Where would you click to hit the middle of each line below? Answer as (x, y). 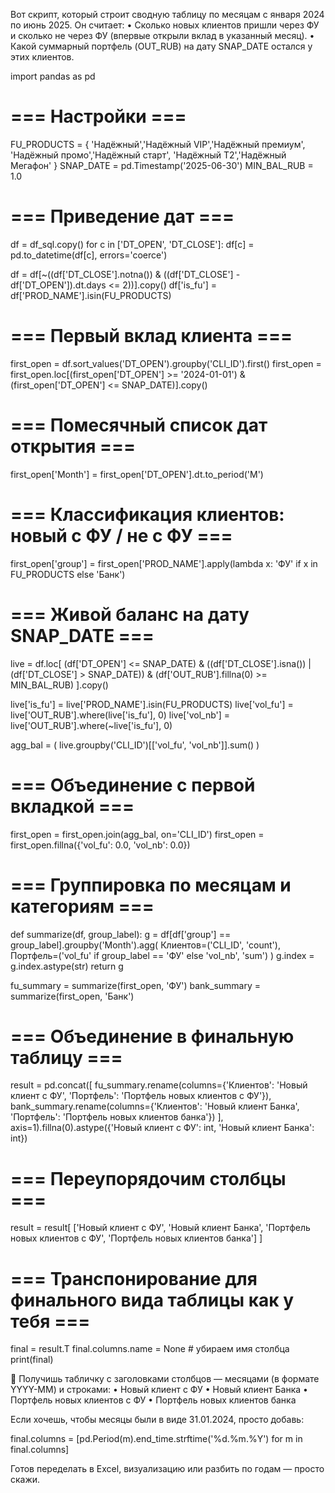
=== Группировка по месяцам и (151, 885)
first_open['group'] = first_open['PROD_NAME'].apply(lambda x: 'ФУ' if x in (164, 563)
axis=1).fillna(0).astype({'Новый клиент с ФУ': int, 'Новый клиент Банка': (162, 1128)
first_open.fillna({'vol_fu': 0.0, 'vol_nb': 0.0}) (100, 845)
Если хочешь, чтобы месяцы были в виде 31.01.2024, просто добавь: (157, 1420)
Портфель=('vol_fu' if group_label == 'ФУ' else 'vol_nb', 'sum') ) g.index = (162, 955)
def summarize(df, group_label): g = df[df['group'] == (121, 934)
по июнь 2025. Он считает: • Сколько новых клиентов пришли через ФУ (165, 25)
